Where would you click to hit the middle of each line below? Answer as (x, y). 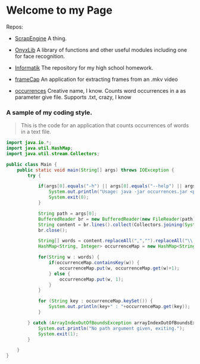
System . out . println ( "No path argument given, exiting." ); (111, 328)
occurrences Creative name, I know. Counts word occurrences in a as (100, 90)
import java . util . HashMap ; (40, 148)
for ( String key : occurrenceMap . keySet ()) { (95, 301)
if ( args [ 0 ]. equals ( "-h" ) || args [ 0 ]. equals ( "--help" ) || (110, 186)
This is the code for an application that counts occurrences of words (105, 125)
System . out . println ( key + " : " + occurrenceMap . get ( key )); (119, 307)
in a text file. (36, 132)
